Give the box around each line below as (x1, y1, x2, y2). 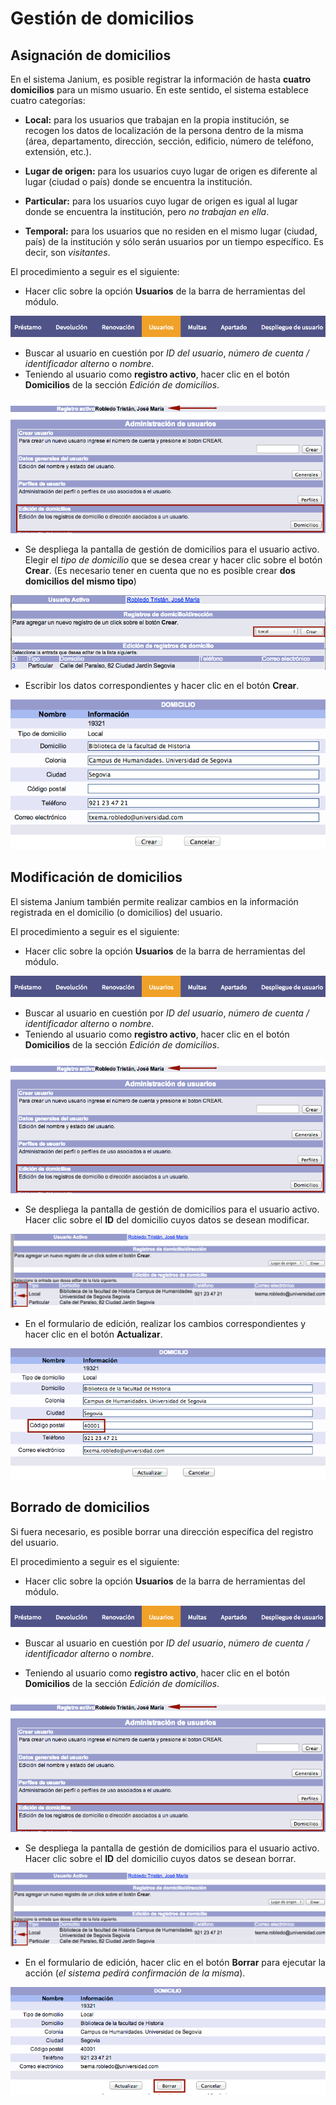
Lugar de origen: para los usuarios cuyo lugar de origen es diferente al (24, 165, 318, 177)
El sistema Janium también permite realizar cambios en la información (10, 895, 299, 907)
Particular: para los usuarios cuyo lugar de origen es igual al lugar (24, 195, 298, 207)
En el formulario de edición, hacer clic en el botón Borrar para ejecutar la (24, 1956, 326, 1968)
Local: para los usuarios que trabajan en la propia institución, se (24, 114, 290, 126)
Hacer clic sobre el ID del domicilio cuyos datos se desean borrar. (24, 1853, 297, 1865)
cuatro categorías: (10, 95, 86, 106)
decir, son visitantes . (24, 247, 111, 258)
